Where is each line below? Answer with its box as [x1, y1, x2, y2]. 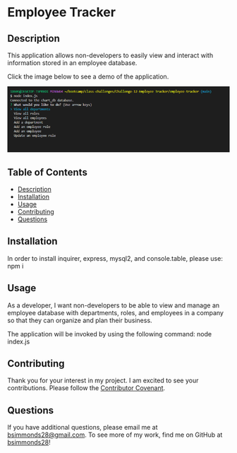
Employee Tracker [7, 4, 116, 20]
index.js [7, 337, 30, 346]
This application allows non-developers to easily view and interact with [7, 51, 214, 59]
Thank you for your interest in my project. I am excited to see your [7, 376, 199, 385]
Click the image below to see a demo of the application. [7, 72, 169, 81]
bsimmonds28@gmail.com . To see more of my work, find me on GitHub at [7, 430, 223, 439]
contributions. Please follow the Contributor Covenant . [7, 384, 166, 392]
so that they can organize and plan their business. [7, 316, 153, 324]
